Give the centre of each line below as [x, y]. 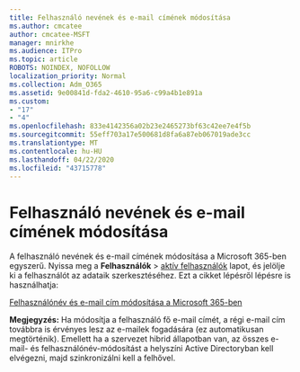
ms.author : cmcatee [46, 26]
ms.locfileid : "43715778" [57, 168]
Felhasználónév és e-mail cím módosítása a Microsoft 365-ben [126, 303]
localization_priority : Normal [68, 76]
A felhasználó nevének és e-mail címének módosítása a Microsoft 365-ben [148, 256]
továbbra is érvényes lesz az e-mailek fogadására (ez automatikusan [137, 330]
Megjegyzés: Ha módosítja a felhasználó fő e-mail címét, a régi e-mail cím [147, 320]
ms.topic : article [44, 59]
